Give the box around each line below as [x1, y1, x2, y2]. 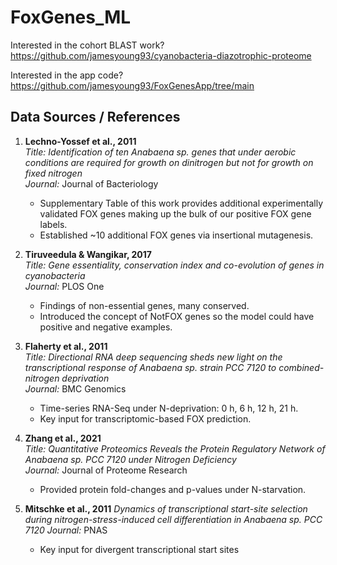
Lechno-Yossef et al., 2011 [24, 135, 137, 147]
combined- [278, 361, 325, 373]
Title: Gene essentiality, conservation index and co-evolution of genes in [24, 259, 325, 271]
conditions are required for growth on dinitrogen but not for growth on [24, 156, 314, 168]
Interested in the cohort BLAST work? [10, 39, 165, 51]
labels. [39, 218, 68, 230]
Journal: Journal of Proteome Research [24, 464, 188, 476]
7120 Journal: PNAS [24, 524, 108, 536]
